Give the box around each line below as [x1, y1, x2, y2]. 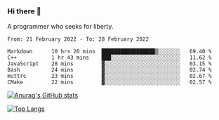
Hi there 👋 [7, 6, 42, 16]
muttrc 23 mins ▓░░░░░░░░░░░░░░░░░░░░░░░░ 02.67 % [7, 73, 212, 80]
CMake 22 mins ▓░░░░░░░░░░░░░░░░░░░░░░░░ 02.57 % [7, 79, 212, 86]
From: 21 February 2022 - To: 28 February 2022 [7, 36, 150, 43]
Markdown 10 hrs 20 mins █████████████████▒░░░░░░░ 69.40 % [7, 48, 212, 55]
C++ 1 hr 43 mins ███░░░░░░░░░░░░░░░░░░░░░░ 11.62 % [7, 54, 212, 62]
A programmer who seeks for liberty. [7, 22, 114, 31]
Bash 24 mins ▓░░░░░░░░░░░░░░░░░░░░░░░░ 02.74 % [7, 67, 212, 74]
